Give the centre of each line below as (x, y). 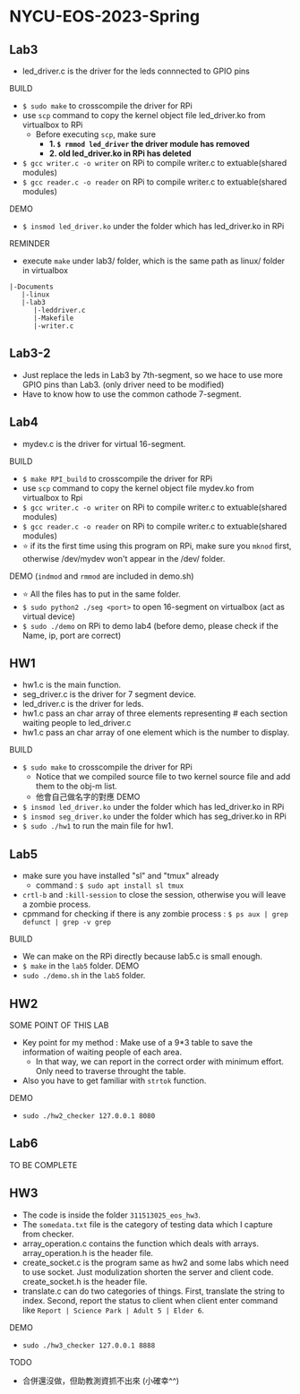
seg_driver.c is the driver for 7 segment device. (109, 694)
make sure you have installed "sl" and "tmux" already (120, 876)
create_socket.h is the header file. (85, 1281)
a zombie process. (56, 904)
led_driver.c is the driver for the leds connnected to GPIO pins (136, 71)
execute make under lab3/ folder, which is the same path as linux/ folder (153, 261)
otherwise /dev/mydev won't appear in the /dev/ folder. (124, 558)
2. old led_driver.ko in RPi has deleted (120, 153)
